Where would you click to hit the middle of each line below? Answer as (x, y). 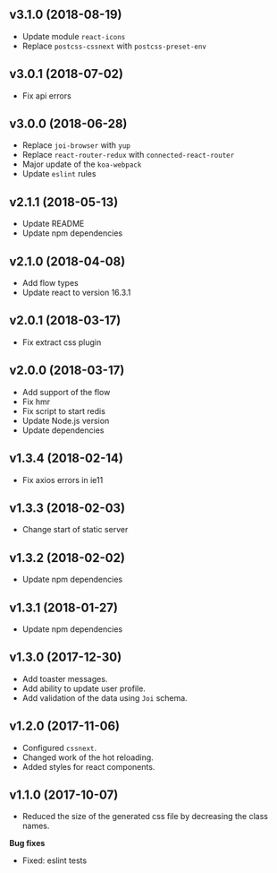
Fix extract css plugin (62, 342)
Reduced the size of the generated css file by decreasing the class (145, 817)
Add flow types (50, 283)
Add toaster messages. (65, 679)
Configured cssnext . (59, 748)
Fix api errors (46, 95)
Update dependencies (63, 430)
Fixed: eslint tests (55, 860)
